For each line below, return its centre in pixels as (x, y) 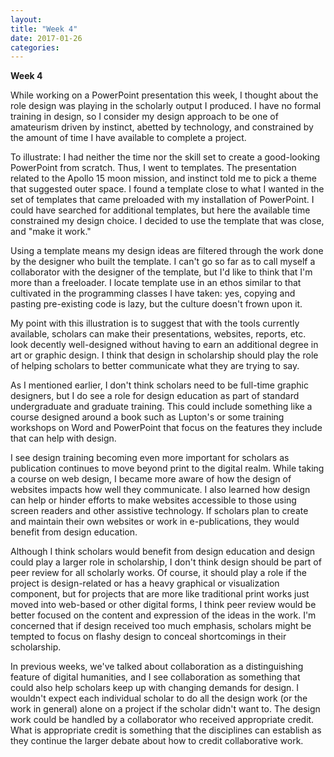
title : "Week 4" (44, 29)
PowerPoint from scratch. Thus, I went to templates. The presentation (153, 168)
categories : (35, 47)
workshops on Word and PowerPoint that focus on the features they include (166, 428)
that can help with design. (63, 438)
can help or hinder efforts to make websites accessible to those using (153, 500)
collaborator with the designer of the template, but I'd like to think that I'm (161, 272)
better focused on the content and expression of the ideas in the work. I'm (163, 615)
